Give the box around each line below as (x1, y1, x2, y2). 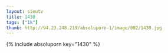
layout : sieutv (6, 8, 44, 15)
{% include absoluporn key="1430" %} (6, 41, 100, 48)
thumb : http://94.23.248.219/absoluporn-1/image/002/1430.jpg (6, 24, 162, 31)
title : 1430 (6, 14, 35, 20)
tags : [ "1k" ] (6, 19, 38, 25)
